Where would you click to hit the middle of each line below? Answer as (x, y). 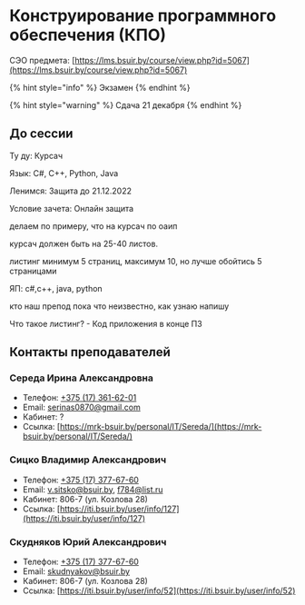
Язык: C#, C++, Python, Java (64, 173)
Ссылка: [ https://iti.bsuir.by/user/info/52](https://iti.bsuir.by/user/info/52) (159, 590)
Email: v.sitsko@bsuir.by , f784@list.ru (93, 489)
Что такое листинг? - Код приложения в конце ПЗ (106, 323)
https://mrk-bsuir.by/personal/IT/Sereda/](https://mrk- (161, 427)
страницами (33, 271)
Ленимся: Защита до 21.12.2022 (70, 191)
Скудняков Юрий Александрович (88, 541)
